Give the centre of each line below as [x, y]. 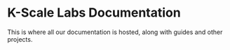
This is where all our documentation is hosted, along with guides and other [115, 32]
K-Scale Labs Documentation [94, 13]
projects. [20, 39]
